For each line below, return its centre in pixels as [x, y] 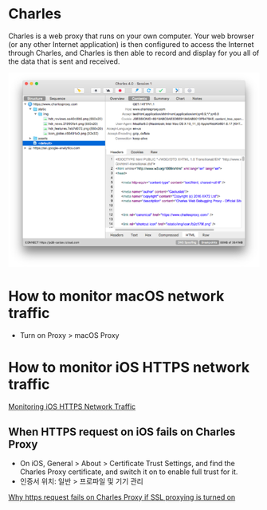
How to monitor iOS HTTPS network [129, 368]
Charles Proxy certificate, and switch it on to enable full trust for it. [129, 472]
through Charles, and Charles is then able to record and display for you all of [134, 53]
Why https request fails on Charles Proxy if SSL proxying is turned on [122, 497]
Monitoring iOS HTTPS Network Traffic [72, 406]
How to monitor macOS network [116, 296]
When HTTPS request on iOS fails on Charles [122, 432]
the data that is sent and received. [64, 61]
